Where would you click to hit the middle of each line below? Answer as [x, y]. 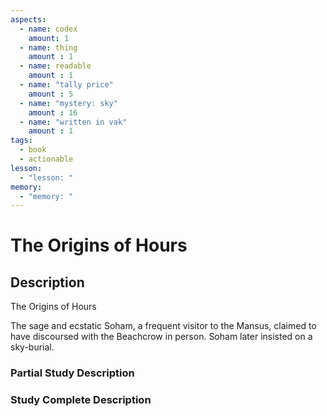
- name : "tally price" [66, 85]
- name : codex [48, 29]
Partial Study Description [72, 373]
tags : [21, 141]
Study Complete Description [81, 400]
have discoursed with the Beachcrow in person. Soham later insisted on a [161, 337]
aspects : [28, 19]
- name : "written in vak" [73, 122]
